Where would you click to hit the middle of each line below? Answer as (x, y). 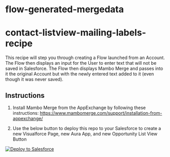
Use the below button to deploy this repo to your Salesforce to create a (87, 128)
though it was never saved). (34, 80)
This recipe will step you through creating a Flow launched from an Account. (85, 58)
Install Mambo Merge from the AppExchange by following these (79, 108)
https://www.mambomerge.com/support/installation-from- (101, 113)
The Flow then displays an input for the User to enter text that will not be (81, 63)
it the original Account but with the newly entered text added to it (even (80, 74)
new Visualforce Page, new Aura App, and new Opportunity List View (85, 134)
